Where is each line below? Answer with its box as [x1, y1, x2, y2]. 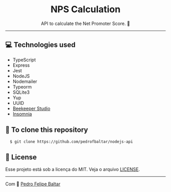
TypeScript [12, 57, 36, 63]
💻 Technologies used [5, 41, 76, 49]
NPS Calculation [50, 4, 121, 15]
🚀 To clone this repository [5, 126, 88, 134]
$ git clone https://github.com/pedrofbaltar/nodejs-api [10, 139, 133, 144]
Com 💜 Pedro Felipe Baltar [5, 181, 61, 187]
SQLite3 [12, 89, 30, 95]
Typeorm [12, 84, 32, 90]
